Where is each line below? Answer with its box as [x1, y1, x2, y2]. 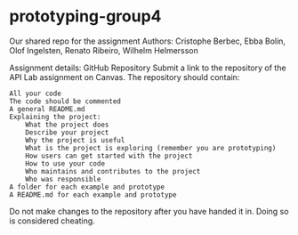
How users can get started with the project [25, 151, 193, 160]
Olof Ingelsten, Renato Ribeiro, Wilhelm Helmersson [9, 45, 198, 55]
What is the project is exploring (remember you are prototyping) [25, 143, 277, 152]
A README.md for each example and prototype [9, 190, 177, 199]
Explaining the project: [9, 112, 101, 121]
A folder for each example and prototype [9, 182, 165, 191]
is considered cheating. [9, 215, 95, 226]
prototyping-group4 [9, 6, 162, 27]
